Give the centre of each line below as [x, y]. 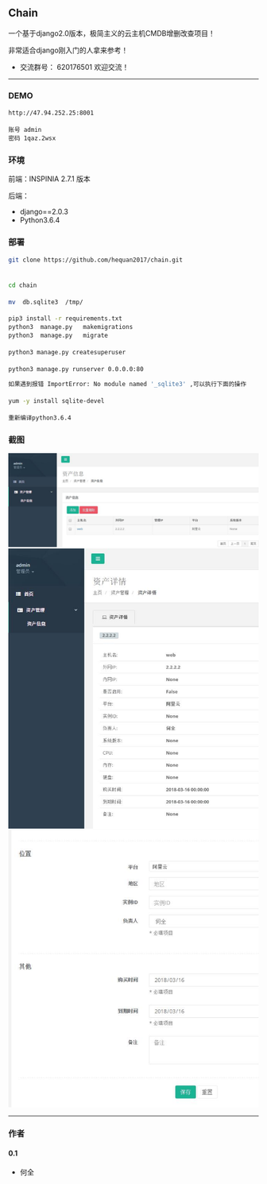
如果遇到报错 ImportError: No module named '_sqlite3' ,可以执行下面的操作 [128, 385]
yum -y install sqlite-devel [56, 401]
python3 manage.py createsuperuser [67, 352]
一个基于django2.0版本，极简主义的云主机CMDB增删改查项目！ [112, 33]
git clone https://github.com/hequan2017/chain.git [95, 260]
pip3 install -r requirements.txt [66, 319]
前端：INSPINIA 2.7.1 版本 [49, 179]
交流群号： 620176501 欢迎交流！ [74, 67]
